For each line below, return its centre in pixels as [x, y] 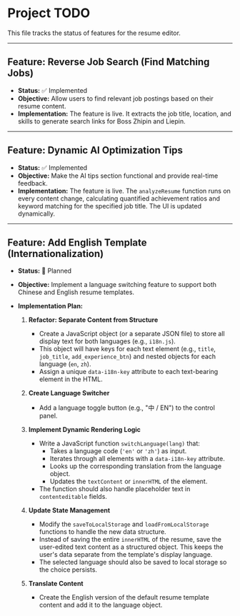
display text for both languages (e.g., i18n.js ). [107, 341]
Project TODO [49, 13]
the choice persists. [68, 570]
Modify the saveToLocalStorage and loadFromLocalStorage [124, 524]
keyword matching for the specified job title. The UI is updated [110, 206]
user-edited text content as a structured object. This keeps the [131, 547]
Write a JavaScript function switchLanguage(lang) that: [119, 443]
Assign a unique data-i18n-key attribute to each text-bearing [129, 372]
